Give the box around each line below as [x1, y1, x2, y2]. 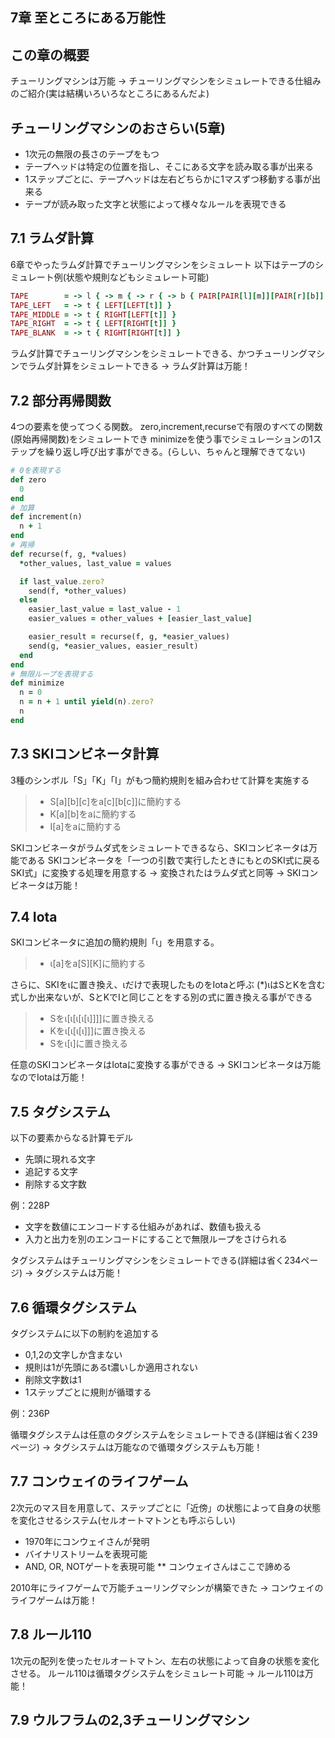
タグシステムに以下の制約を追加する [10, 1328, 160, 1340]
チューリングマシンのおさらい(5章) [10, 119, 226, 137]
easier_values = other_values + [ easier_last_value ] [28, 614, 253, 624]
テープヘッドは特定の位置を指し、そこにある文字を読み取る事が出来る [24, 161, 314, 173]
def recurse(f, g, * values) [10, 549, 128, 559]
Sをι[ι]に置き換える [49, 1038, 129, 1050]
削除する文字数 [24, 1178, 87, 1190]
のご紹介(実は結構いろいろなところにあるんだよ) [10, 88, 210, 100]
